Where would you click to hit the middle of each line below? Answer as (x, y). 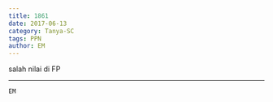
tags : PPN (25, 38)
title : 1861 (28, 16)
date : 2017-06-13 (38, 23)
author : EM (27, 46)
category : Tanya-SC (41, 31)
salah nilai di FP (35, 69)
